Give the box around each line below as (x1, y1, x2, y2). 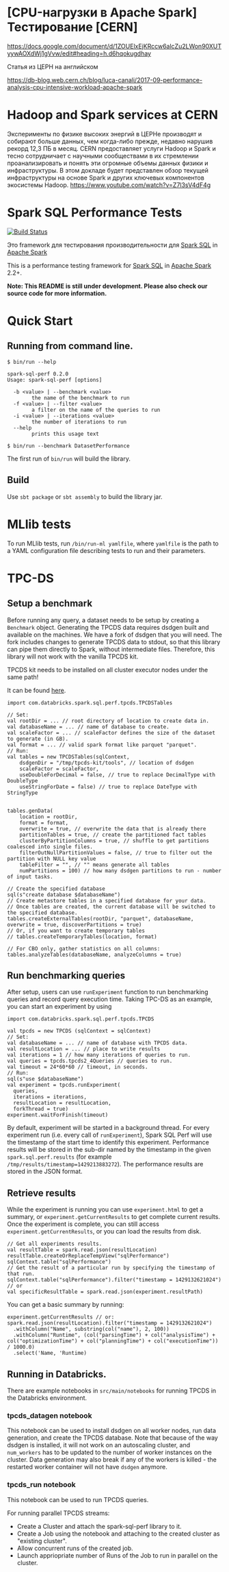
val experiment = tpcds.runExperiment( (7, 1081, 121, 1089)
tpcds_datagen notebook (7, 1410, 92, 1420)
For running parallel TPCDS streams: (7, 1509, 110, 1517)
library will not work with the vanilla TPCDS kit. (7, 652, 139, 661)
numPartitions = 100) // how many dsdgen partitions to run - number (19, 867, 222, 874)
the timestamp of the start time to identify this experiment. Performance (7, 1138, 210, 1146)
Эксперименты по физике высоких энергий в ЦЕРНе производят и (7, 130, 202, 138)
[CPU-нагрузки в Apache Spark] (7, 5, 198, 21)
